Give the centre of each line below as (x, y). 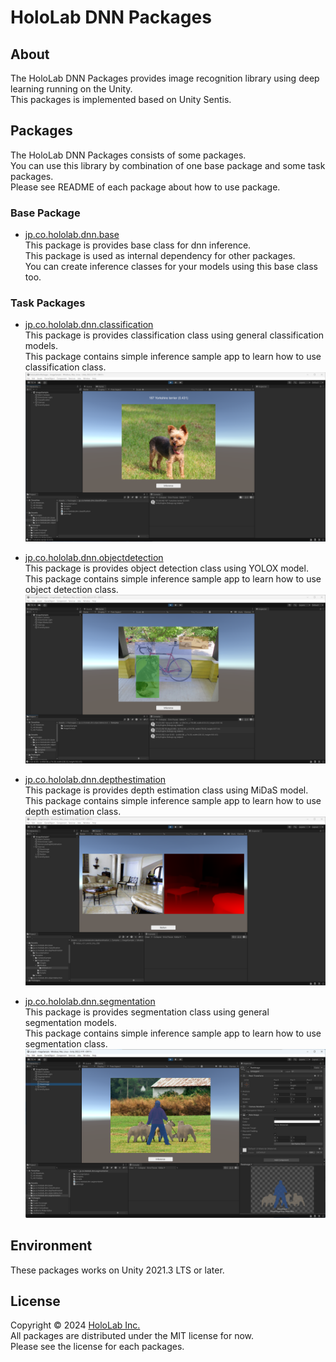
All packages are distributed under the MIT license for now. (132, 1336)
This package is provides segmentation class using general (147, 1012)
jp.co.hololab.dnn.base (72, 235)
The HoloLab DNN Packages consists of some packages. (128, 155)
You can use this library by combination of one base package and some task (168, 165)
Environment (51, 1246)
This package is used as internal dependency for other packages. (160, 256)
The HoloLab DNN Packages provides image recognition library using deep (165, 78)
